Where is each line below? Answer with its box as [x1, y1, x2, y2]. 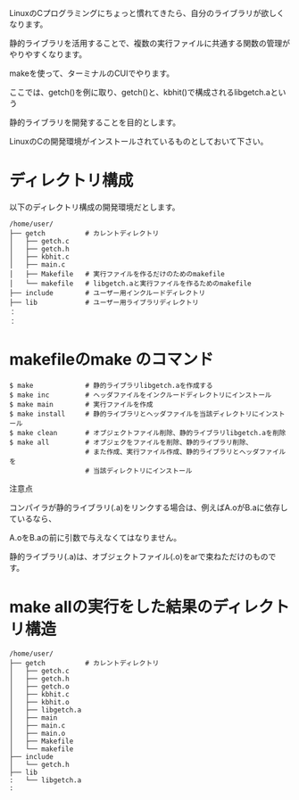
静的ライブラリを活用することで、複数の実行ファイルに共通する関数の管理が [9, 38, 291, 48]
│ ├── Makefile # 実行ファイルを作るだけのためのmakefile [9, 269, 225, 278]
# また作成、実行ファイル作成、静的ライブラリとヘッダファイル [85, 447, 287, 457]
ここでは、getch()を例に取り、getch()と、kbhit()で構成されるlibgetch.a [9, 87, 270, 97]
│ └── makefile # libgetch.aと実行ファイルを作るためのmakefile [9, 279, 252, 288]
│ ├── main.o [9, 729, 66, 738]
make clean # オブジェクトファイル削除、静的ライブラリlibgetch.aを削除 [17, 428, 287, 437]
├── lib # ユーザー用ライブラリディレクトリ [9, 298, 199, 307]
